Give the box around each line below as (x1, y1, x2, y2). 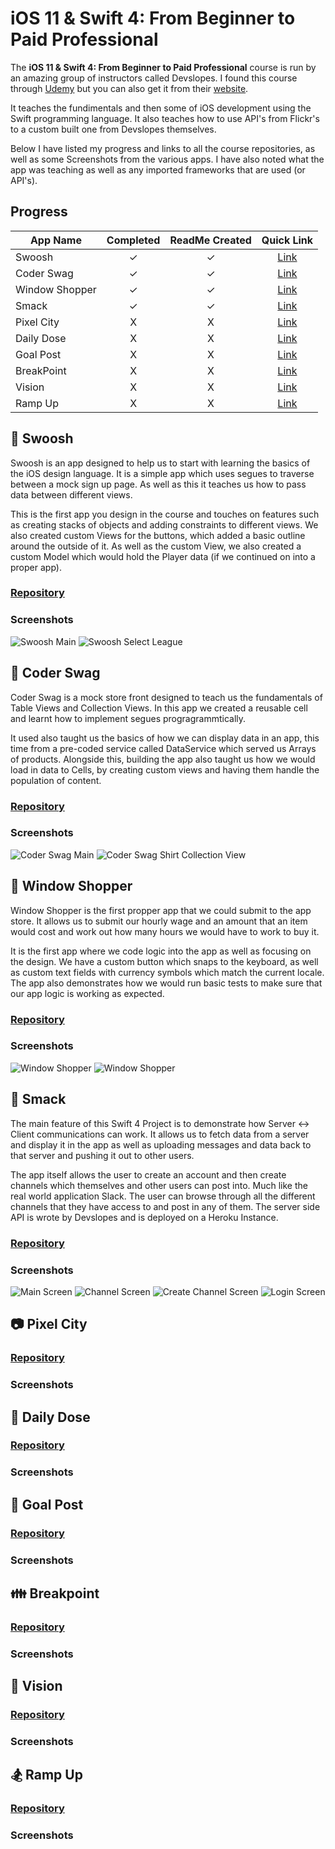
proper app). (10, 561, 62, 573)
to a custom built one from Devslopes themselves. (10, 123, 217, 135)
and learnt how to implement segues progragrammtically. (10, 712, 247, 724)
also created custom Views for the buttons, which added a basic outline (10, 529, 306, 541)
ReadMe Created (169, 233, 252, 247)
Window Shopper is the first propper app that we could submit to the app (10, 904, 312, 916)
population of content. (10, 774, 102, 786)
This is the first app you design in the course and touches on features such (10, 508, 320, 520)
